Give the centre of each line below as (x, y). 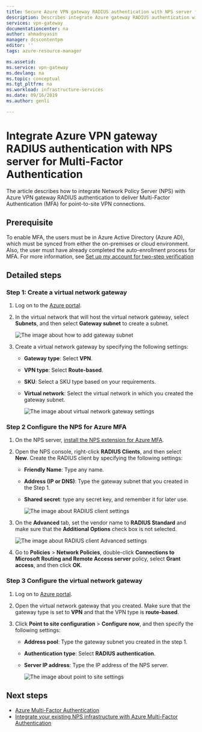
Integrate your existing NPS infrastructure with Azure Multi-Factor (96, 716)
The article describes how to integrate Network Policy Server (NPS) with (96, 191)
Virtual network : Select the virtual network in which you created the (109, 393)
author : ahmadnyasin (32, 34)
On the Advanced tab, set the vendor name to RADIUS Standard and (100, 523)
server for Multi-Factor (65, 161)
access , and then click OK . (48, 565)
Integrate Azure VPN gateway (82, 136)
